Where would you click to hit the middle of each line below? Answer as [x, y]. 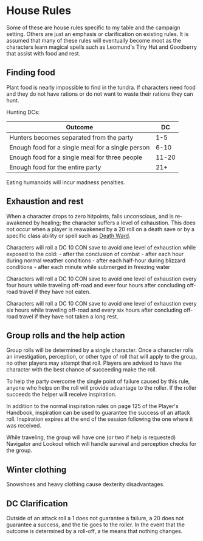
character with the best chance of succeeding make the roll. [81, 370]
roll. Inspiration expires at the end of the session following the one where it [100, 419]
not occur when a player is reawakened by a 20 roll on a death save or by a [100, 229]
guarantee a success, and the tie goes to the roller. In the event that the [96, 525]
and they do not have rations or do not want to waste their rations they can [100, 94]
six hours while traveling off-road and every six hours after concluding [94, 310]
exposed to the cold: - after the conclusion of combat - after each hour [95, 254]
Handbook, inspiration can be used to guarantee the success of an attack [98, 413]
